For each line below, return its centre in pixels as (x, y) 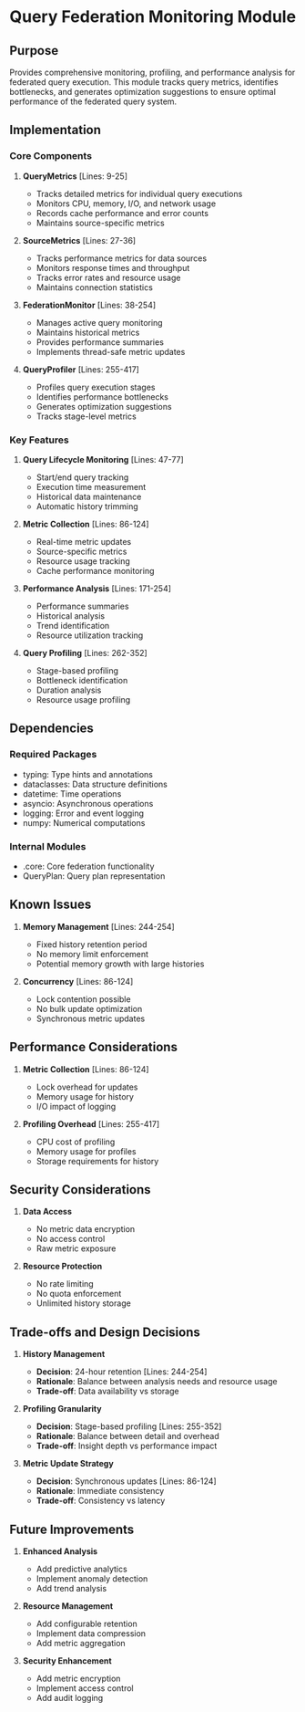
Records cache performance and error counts (122, 213)
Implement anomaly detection (92, 1579)
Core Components (51, 156)
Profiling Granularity (62, 1409)
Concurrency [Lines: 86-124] (78, 981)
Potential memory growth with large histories (120, 964)
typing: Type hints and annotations (87, 774)
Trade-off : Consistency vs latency (101, 1501)
